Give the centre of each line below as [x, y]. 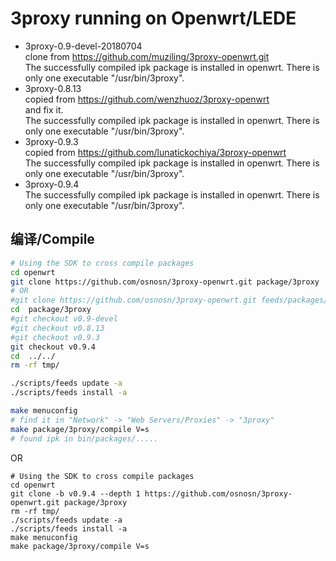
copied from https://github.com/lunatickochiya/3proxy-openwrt [155, 152]
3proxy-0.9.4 [52, 184]
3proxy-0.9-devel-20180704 [83, 46]
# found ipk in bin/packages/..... [84, 438]
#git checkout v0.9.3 [55, 337]
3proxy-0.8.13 [53, 88]
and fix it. [44, 109]
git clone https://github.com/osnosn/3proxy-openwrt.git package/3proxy [165, 282]
